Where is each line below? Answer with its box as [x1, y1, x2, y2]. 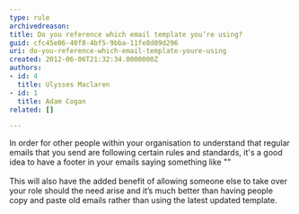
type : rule [9, 13, 50, 22]
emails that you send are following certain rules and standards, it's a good [9, 147, 283, 158]
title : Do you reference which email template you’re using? [9, 30, 243, 39]
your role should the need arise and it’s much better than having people [9, 185, 274, 196]
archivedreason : [9, 22, 70, 31]
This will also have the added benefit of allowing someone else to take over [9, 176, 287, 187]
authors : [9, 64, 42, 73]
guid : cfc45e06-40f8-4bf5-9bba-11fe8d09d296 [9, 38, 179, 48]
